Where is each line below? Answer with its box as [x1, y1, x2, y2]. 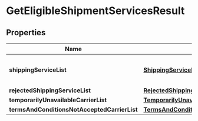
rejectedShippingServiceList [9, 86, 91, 95]
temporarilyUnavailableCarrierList [9, 96, 107, 104]
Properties [6, 28, 46, 38]
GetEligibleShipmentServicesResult [6, 4, 185, 18]
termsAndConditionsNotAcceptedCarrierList [9, 106, 138, 113]
